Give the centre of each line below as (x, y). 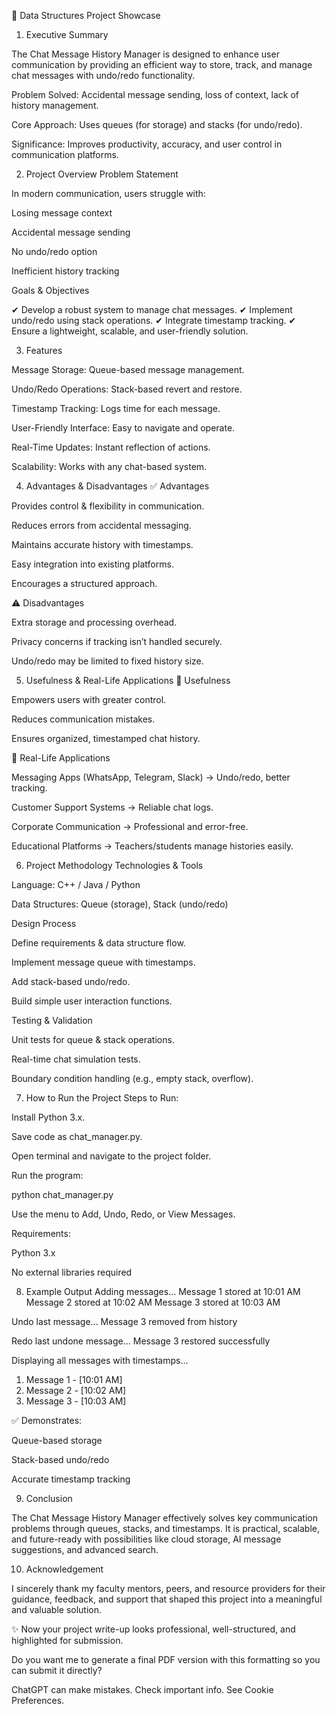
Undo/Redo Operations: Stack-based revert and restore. (127, 389)
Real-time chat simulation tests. (76, 1059)
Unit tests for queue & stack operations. (93, 1039)
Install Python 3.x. (48, 1117)
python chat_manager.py (62, 1194)
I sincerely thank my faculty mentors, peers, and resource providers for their (168, 1588)
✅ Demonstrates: (47, 1420)
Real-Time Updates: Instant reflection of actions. (111, 447)
